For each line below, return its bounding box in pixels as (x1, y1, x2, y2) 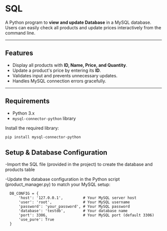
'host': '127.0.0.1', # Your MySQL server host (18, 195, 137, 201)
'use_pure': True (18, 217, 55, 222)
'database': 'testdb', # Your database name (18, 209, 128, 214)
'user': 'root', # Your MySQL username (18, 200, 130, 205)
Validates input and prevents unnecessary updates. (12, 72, 118, 78)
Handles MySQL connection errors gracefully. (12, 78, 106, 84)
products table (5, 167, 35, 173)
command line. (5, 30, 36, 36)
